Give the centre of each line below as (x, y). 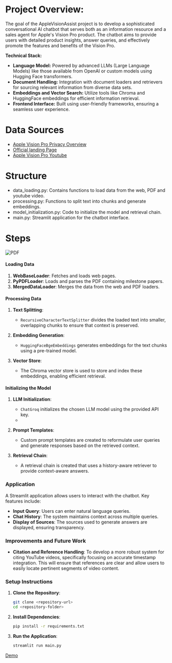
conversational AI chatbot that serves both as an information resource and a (86, 29)
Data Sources (35, 130)
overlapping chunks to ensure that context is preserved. (80, 326)
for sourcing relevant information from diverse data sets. (72, 87)
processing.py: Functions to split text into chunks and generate (79, 201)
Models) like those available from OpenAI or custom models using (82, 71)
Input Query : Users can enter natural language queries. (72, 511)
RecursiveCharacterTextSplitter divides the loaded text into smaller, (93, 320)
